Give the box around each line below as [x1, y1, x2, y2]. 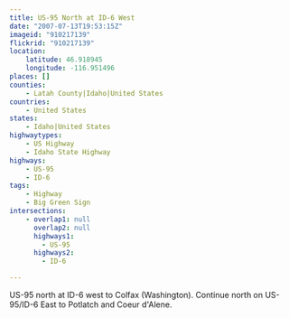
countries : [9, 97, 51, 107]
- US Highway [25, 139, 75, 148]
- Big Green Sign [25, 198, 91, 208]
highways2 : [33, 248, 75, 257]
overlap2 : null [33, 223, 91, 232]
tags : [9, 182, 30, 191]
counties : [9, 80, 47, 89]
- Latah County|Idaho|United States [25, 89, 164, 98]
